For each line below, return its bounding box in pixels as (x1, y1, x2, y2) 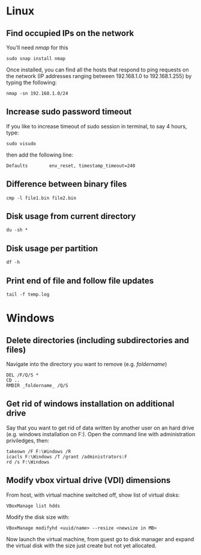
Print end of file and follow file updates (6, 275, 154, 286)
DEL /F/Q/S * (6, 372, 39, 379)
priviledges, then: (6, 437, 50, 444)
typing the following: (6, 79, 57, 86)
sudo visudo (6, 140, 36, 146)
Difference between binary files (6, 179, 127, 190)
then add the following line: (6, 151, 74, 158)
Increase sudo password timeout (6, 107, 132, 117)
